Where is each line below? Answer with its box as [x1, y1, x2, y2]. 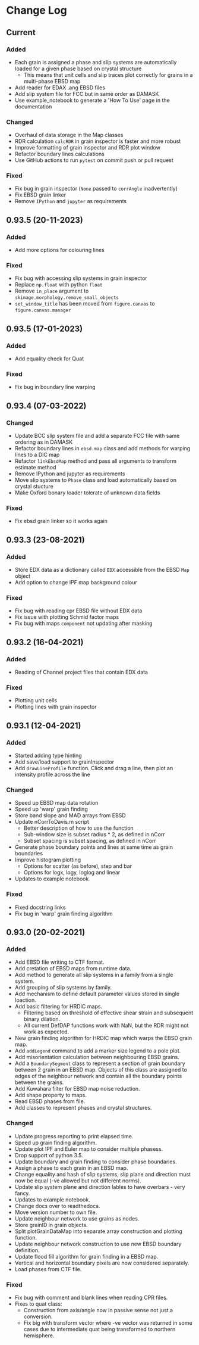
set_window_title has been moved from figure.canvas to [14, 300, 156, 307]
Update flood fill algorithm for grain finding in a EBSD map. [14, 1253, 159, 1260]
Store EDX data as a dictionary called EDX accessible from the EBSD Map [14, 566, 189, 574]
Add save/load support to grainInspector [14, 758, 115, 765]
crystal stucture [14, 483, 53, 490]
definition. [14, 1246, 40, 1254]
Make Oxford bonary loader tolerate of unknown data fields [14, 489, 160, 496]
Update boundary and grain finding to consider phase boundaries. [14, 1158, 177, 1165]
